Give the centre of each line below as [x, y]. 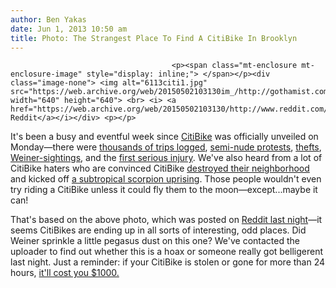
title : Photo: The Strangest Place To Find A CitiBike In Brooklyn [154, 38]
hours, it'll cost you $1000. [65, 273]
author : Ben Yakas [48, 19]
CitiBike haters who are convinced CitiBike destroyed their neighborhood [160, 168]
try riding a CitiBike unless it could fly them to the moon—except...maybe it [164, 190]
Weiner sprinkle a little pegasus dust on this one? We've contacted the [155, 241]
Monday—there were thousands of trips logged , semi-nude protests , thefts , [166, 147]
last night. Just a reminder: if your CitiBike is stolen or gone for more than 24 [168, 262]
